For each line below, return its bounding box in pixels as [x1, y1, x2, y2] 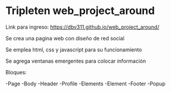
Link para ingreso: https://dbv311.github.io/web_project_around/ [5, 23, 159, 30]
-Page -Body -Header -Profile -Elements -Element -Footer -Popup [5, 80, 166, 87]
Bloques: [5, 68, 27, 75]
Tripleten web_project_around [5, 4, 155, 18]
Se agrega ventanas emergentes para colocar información [5, 57, 146, 64]
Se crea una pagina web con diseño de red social [5, 35, 125, 42]
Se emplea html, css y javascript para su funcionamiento [5, 46, 142, 53]
